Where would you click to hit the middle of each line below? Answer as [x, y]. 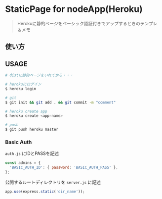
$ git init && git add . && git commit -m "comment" [61, 102]
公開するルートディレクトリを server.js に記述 [53, 182]
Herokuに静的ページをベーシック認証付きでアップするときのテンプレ [87, 23]
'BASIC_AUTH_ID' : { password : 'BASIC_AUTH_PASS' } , [64, 168]
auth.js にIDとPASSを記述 [32, 153]
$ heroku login [21, 89]
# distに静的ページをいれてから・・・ [39, 75]
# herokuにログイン [23, 84]
